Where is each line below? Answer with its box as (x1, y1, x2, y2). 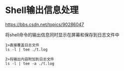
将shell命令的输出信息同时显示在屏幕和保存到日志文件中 (5, 31, 120, 37)
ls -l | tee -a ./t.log (5, 61, 55, 66)
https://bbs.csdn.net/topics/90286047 (5, 21, 84, 27)
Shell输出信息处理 (5, 4, 79, 16)
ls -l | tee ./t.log (5, 47, 48, 52)
